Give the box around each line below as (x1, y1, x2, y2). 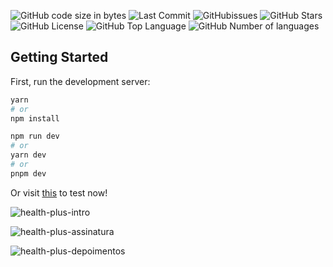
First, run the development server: (10, 75, 151, 87)
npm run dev (10, 131, 60, 142)
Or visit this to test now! (10, 186, 108, 199)
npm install (10, 113, 60, 124)
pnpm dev (10, 168, 47, 179)
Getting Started (10, 49, 109, 66)
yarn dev (10, 150, 47, 160)
